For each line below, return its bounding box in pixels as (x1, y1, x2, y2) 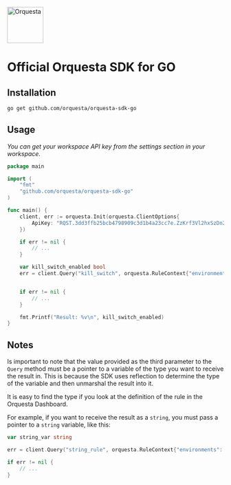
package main (7, 162, 45, 170)
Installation (7, 87, 56, 98)
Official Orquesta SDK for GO (7, 59, 176, 75)
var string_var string (7, 434, 72, 441)
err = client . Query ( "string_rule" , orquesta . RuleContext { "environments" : (7, 446, 223, 453)
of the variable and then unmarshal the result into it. (7, 379, 153, 388)
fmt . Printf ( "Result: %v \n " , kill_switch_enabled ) (19, 314, 165, 321)
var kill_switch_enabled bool (19, 263, 107, 271)
